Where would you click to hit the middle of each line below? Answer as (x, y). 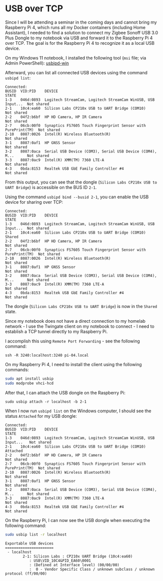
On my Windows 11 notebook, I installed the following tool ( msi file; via (76, 58)
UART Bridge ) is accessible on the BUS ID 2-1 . (51, 187)
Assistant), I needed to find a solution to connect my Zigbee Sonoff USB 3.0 (82, 32)
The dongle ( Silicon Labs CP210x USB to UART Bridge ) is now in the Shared (81, 306)
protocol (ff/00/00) (26, 574)
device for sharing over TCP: (34, 202)
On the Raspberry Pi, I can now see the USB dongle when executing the (78, 520)
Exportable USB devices (29, 543)
